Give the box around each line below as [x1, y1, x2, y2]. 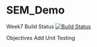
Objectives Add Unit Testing [6, 34, 75, 41]
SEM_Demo [6, 4, 65, 17]
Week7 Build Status [6, 23, 54, 30]
